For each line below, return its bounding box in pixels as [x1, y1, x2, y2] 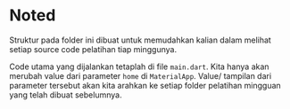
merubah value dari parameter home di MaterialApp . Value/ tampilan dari [9, 70, 272, 81]
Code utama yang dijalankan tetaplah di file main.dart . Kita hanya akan [9, 61, 269, 72]
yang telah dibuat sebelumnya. [9, 90, 122, 100]
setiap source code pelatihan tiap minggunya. [9, 43, 177, 54]
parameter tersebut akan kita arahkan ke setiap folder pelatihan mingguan [9, 80, 281, 90]
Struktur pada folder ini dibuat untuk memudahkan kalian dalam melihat [9, 35, 272, 45]
